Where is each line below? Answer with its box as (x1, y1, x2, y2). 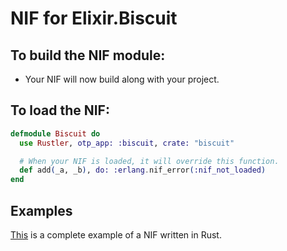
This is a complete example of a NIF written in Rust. (10, 229, 222, 241)
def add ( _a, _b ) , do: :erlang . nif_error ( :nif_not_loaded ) (19, 165, 267, 176)
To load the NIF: (10, 102, 110, 119)
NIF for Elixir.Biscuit (10, 7, 178, 30)
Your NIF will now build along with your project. (24, 73, 220, 85)
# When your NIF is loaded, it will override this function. (19, 156, 280, 166)
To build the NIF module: (10, 47, 166, 64)
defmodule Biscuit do (10, 128, 101, 139)
